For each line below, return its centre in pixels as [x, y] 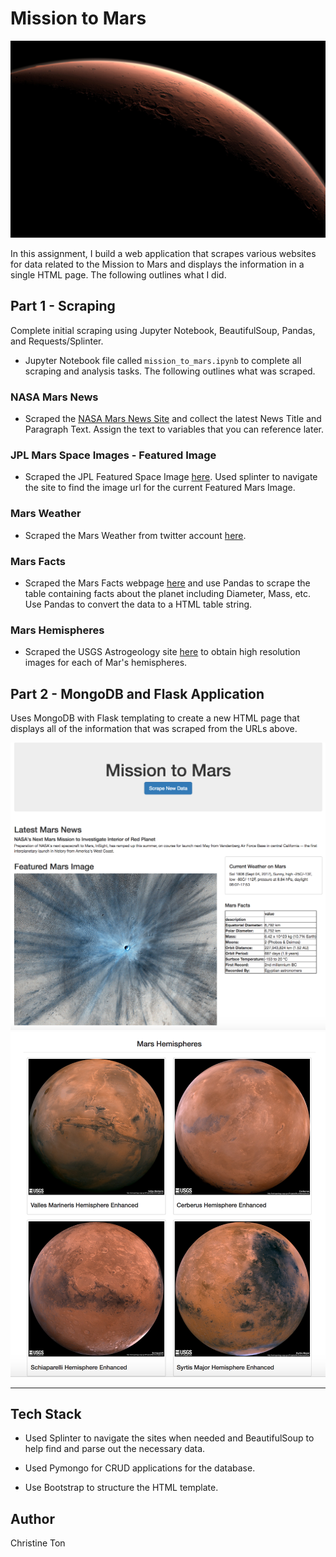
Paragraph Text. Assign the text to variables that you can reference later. [174, 429]
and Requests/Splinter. [57, 341]
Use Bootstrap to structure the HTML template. [121, 1488]
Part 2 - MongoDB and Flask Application [137, 693]
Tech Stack [46, 1414]
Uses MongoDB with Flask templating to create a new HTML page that [155, 718]
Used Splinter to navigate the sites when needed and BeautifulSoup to [169, 1438]
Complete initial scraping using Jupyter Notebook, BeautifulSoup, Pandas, [163, 330]
